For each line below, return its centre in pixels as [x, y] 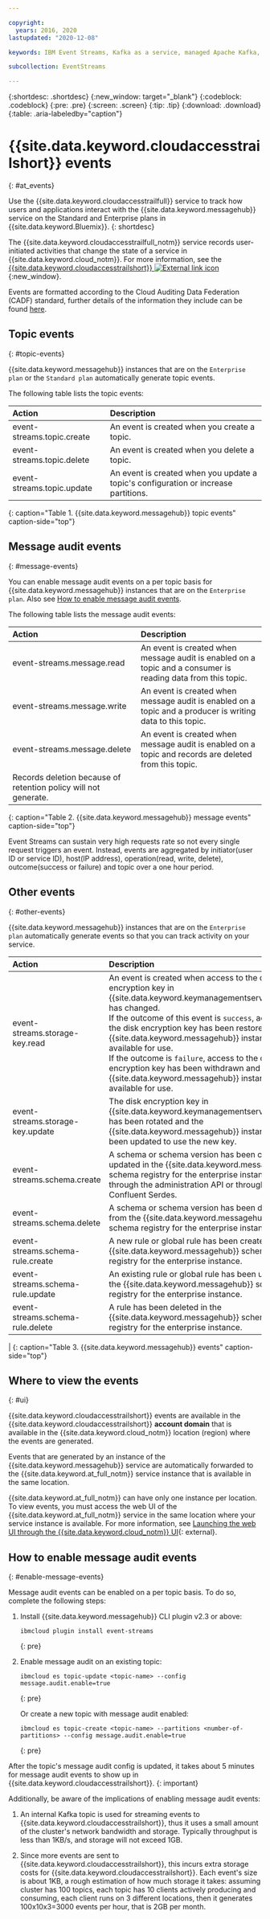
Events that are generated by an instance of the [87, 1457]
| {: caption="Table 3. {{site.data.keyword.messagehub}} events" [116, 1347]
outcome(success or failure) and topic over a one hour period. [111, 867]
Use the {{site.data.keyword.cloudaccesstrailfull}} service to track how [125, 201]
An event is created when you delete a [182, 449]
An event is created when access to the [183, 977]
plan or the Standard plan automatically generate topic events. [112, 378]
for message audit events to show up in [74, 1775]
